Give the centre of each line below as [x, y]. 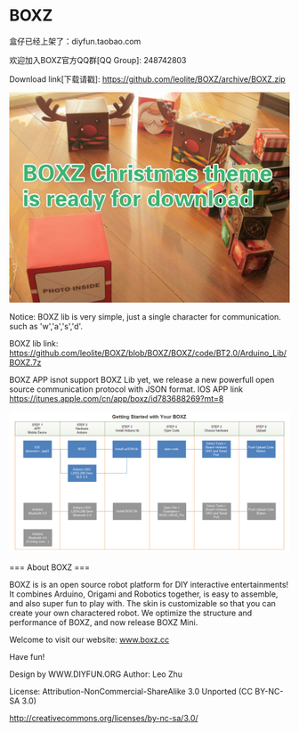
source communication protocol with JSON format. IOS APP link [126, 389]
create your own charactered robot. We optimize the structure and [131, 613]
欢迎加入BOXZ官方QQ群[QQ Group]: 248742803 [98, 60]
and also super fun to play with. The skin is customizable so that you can [142, 603]
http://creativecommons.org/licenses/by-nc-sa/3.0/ [104, 718]
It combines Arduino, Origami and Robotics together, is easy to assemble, [144, 594]
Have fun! [27, 656]
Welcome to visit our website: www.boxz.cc [89, 639]
